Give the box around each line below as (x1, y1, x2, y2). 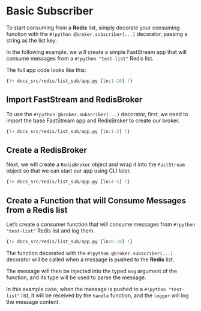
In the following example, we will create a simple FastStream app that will (6, 48, 187, 55)
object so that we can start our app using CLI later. (6, 167, 131, 174)
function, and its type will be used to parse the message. (6, 274, 147, 281)
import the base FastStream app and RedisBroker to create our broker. (6, 117, 180, 124)
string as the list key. (6, 37, 57, 44)
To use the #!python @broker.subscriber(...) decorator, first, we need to (6, 110, 188, 117)
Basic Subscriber (6, 4, 94, 18)
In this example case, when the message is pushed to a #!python (6, 285, 166, 292)
